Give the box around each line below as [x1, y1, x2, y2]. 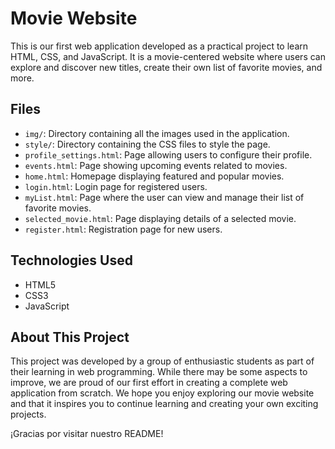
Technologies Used [10, 252, 133, 269]
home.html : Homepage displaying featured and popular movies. [24, 170, 285, 182]
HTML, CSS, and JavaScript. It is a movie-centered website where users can [10, 50, 326, 62]
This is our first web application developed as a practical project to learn [10, 40, 309, 52]
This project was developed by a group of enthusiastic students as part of [10, 355, 315, 367]
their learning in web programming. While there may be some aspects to [10, 366, 308, 378]
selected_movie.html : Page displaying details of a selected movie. [24, 212, 297, 224]
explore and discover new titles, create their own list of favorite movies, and [10, 61, 323, 73]
